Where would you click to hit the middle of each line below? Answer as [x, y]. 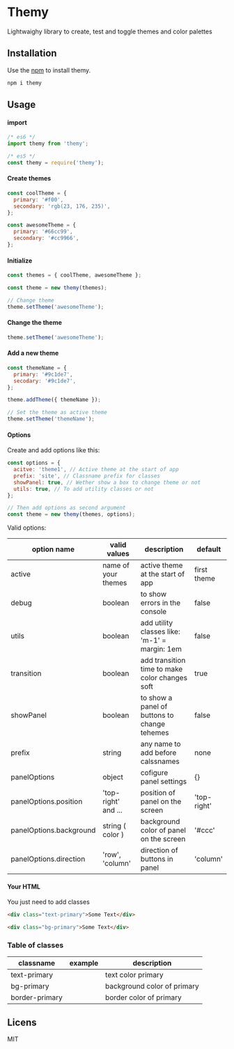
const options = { [34, 463]
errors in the [161, 603]
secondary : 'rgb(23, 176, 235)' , [62, 206]
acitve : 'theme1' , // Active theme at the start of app [96, 470]
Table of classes [36, 945]
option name [53, 549]
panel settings [163, 781]
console [154, 612]
